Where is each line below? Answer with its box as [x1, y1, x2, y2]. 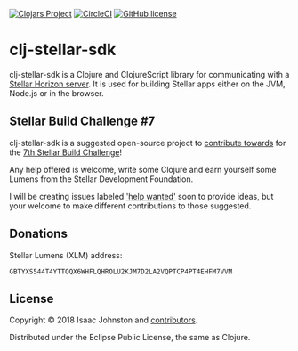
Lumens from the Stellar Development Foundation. [9, 174, 194, 184]
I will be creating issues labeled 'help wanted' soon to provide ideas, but [9, 191, 274, 201]
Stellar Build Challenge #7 [9, 114, 156, 129]
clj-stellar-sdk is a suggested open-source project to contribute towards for [9, 137, 286, 148]
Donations [9, 226, 68, 241]
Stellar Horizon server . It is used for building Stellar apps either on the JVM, [9, 78, 286, 89]
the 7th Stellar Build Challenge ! [9, 147, 123, 158]
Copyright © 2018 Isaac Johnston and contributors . [9, 314, 198, 325]
